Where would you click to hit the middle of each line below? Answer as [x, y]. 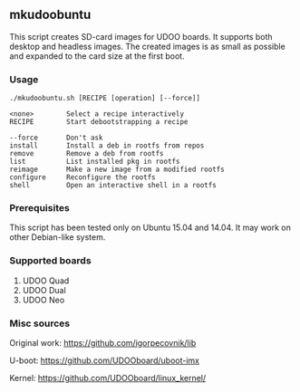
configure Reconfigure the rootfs [82, 177]
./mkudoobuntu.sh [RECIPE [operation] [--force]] [105, 99]
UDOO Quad [46, 281]
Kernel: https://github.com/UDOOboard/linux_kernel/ [108, 378]
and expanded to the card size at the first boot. [97, 56]
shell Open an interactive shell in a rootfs [113, 186]
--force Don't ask [56, 138]
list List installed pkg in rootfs [95, 162]
